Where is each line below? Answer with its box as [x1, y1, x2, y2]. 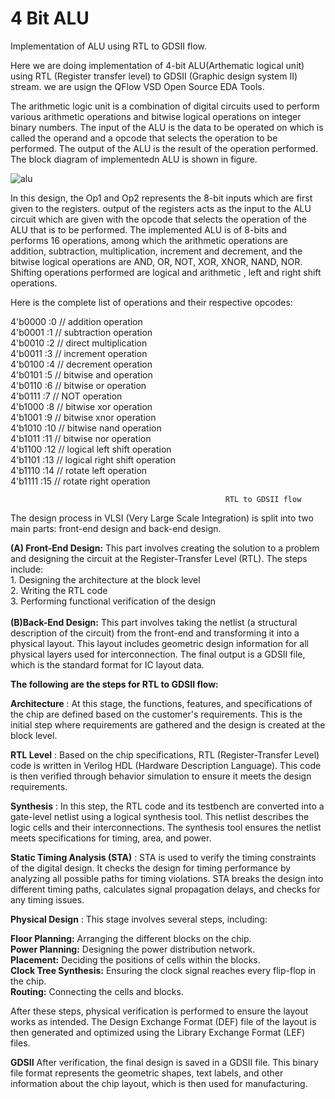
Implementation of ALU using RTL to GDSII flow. [10, 40, 208, 52]
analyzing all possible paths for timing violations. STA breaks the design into [10, 872, 324, 884]
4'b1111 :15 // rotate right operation [10, 475, 151, 487]
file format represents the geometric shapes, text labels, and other [10, 1067, 284, 1079]
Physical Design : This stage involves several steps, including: [10, 913, 268, 925]
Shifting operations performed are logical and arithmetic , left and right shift [10, 266, 322, 278]
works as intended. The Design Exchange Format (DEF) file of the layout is [10, 1015, 317, 1027]
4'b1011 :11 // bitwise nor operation [10, 432, 152, 444]
